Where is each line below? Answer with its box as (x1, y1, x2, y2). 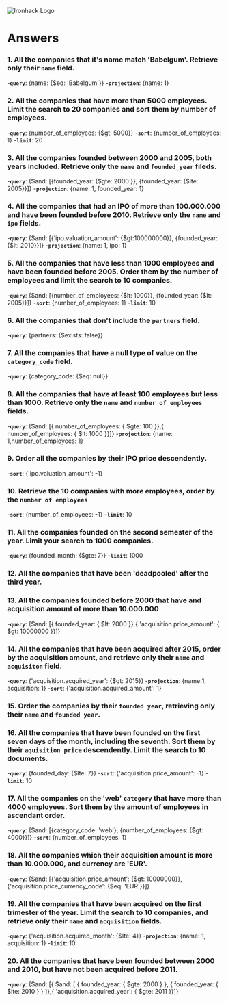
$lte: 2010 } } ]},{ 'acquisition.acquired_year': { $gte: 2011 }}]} (7, 988, 179, 996)
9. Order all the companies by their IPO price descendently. (7, 454, 207, 463)
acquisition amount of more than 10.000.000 (7, 604, 159, 614)
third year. (7, 577, 42, 587)
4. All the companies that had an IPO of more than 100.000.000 (7, 202, 221, 211)
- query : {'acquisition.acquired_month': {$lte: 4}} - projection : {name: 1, (7, 932, 206, 940)
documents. (7, 754, 48, 763)
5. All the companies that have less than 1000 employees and (7, 259, 214, 268)
